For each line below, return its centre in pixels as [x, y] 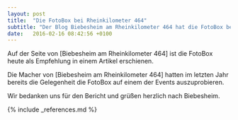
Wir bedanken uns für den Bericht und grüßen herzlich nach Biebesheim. [114, 96]
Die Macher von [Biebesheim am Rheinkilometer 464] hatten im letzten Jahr [118, 75]
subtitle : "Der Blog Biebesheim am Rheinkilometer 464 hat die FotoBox [115, 27]
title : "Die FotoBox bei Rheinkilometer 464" [77, 20]
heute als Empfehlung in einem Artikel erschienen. [80, 61]
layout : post [27, 14]
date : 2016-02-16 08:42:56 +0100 [60, 34]
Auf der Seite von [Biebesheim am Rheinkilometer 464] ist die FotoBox [110, 54]
